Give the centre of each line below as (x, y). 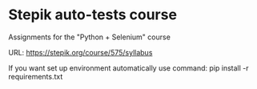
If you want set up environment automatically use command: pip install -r (129, 68)
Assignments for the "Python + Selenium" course (89, 37)
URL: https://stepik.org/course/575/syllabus (80, 52)
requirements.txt (36, 76)
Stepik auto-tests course (93, 15)
